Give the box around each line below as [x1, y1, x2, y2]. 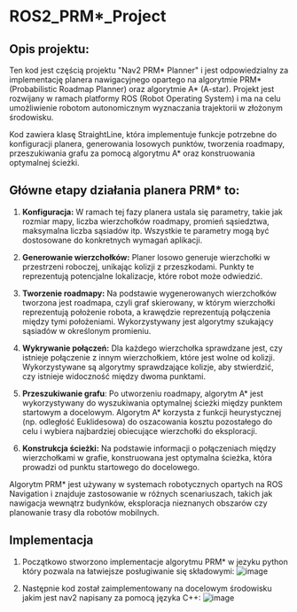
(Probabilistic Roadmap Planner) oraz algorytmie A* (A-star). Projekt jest [9, 84, 275, 94]
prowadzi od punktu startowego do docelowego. [21, 461, 200, 472]
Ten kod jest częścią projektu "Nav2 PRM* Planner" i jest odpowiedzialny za [9, 65, 289, 75]
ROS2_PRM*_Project [9, 6, 167, 27]
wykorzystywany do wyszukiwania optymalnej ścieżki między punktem [21, 397, 283, 408]
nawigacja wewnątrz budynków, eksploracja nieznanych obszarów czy [9, 498, 268, 508]
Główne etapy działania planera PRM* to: [9, 183, 240, 198]
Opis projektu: [9, 42, 90, 57]
